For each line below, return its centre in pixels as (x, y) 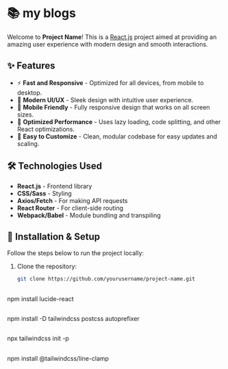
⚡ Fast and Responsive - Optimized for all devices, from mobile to (110, 82)
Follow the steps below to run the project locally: (76, 253)
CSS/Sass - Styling (44, 193)
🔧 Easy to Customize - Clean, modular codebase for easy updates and (117, 136)
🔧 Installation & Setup (54, 236)
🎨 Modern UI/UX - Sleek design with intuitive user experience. (105, 99)
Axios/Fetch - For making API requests (72, 200)
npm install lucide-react (40, 298)
